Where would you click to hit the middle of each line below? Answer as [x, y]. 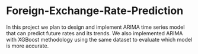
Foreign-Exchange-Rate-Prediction [95, 11]
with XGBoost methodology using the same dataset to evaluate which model [99, 39]
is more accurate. [28, 46]
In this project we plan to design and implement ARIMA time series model [95, 27]
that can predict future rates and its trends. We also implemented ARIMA [95, 33]
